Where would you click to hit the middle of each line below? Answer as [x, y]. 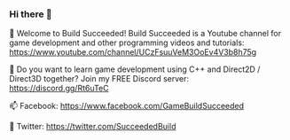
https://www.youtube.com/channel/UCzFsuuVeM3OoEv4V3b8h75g [133, 52]
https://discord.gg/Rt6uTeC [59, 89]
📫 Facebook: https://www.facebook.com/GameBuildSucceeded [127, 106]
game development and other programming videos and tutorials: [127, 43]
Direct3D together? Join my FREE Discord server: [99, 79]
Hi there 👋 [31, 14]
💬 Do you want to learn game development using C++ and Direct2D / [135, 69]
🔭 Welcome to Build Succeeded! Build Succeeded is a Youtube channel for [145, 34]
